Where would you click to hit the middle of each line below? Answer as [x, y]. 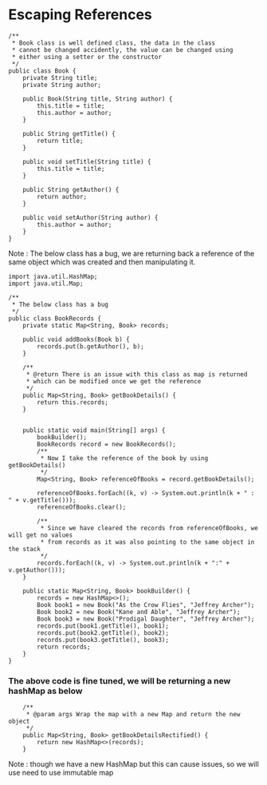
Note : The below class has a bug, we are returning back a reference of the [132, 253]
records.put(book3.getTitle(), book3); [103, 640]
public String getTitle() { [69, 133]
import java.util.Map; [46, 283]
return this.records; [73, 402]
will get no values [41, 535]
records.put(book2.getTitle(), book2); [103, 632]
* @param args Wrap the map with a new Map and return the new [133, 715]
